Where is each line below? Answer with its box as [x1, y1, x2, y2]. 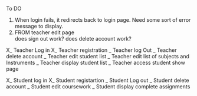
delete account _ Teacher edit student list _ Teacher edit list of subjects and [6, 53, 190, 59]
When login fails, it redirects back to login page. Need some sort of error [14, 16, 191, 23]
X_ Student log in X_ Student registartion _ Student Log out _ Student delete [6, 77, 189, 84]
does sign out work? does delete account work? [14, 35, 132, 42]
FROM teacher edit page [14, 29, 75, 36]
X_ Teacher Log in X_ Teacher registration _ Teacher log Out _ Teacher [6, 47, 177, 54]
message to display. [14, 23, 64, 29]
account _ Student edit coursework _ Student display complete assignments [6, 83, 191, 90]
